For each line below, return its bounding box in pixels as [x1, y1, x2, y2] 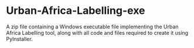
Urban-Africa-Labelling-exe [6, 4, 145, 17]
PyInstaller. [6, 35, 33, 42]
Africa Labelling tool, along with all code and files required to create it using [6, 29, 189, 36]
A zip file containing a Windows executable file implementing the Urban [6, 23, 179, 30]
